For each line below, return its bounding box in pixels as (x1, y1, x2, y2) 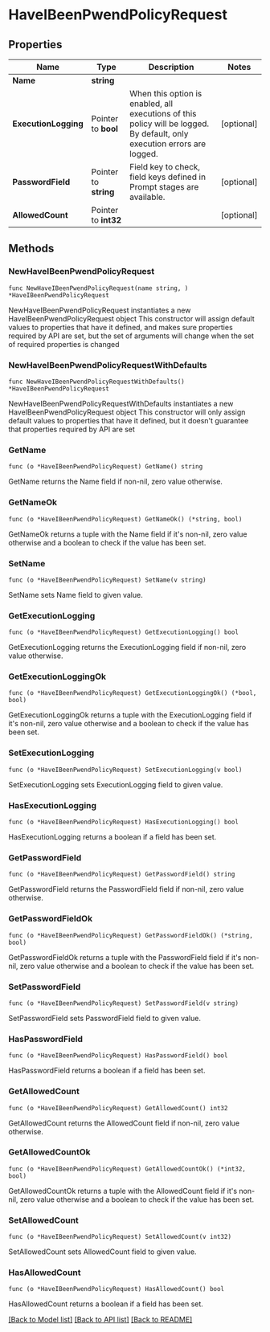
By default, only (129, 129, 189, 139)
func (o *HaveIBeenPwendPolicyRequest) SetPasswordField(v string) (8, 999, 239, 1007)
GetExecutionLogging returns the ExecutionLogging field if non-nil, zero (8, 643, 247, 652)
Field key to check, (129, 161, 201, 172)
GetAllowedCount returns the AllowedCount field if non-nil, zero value (8, 1118, 239, 1128)
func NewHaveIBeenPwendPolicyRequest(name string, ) (8, 284, 189, 292)
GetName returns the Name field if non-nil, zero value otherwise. (8, 476, 223, 487)
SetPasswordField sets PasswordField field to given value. (8, 1013, 201, 1023)
